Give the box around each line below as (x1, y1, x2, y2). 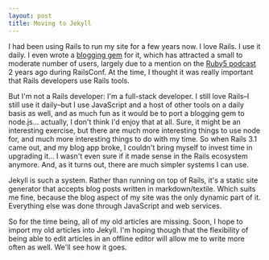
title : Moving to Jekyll (8, 19, 92, 27)
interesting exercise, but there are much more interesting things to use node (8, 126, 260, 135)
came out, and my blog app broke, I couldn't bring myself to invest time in (8, 142, 253, 152)
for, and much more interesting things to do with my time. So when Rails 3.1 (8, 134, 258, 143)
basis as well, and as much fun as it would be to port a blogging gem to (8, 108, 245, 118)
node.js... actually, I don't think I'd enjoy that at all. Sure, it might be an (8, 117, 242, 126)
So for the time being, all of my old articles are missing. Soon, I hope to (8, 217, 243, 226)
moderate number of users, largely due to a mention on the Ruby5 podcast (8, 58, 256, 68)
